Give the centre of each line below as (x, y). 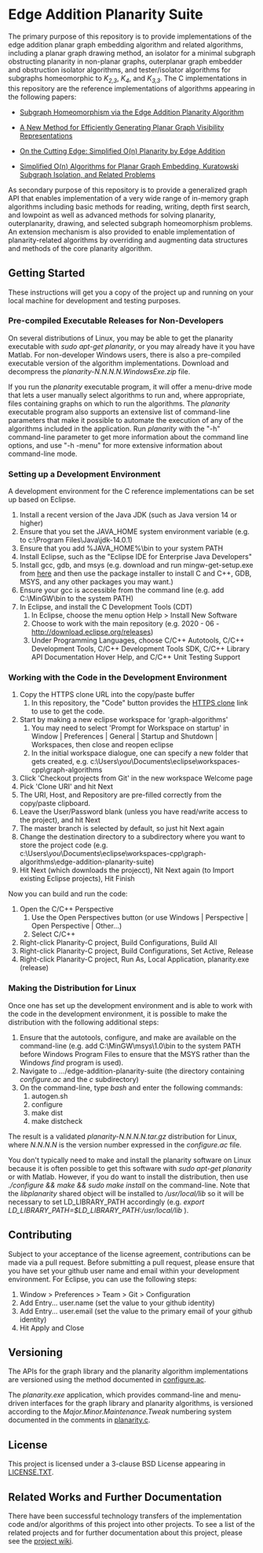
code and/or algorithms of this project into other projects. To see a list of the (131, 1524)
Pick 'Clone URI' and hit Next (66, 787)
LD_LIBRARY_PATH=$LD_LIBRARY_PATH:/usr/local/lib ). (99, 1210)
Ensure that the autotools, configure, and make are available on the (128, 1037)
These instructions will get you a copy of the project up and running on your (131, 292)
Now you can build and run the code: (68, 894)
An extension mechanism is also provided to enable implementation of (122, 232)
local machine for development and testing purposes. (95, 300)
